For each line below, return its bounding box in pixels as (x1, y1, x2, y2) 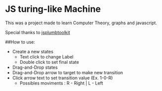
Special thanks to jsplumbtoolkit (5, 29, 70, 35)
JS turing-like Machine (5, 3, 101, 15)
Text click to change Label (19, 53, 73, 60)
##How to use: (5, 39, 36, 45)
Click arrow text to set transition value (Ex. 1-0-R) (12, 75, 113, 81)
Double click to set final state (19, 59, 79, 65)
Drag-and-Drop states (12, 64, 58, 70)
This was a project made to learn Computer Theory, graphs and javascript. (5, 20, 158, 26)
